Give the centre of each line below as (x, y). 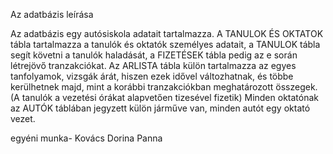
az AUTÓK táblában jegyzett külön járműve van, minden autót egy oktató (160, 108)
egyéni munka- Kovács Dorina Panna (86, 138)
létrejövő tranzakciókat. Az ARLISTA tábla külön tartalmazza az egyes (153, 65)
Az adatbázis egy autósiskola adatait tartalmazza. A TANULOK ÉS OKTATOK (167, 33)
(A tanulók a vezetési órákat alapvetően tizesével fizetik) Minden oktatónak (164, 97)
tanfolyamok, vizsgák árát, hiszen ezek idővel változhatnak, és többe (152, 76)
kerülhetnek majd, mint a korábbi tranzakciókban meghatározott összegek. (164, 87)
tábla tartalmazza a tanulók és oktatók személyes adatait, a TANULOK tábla (165, 44)
